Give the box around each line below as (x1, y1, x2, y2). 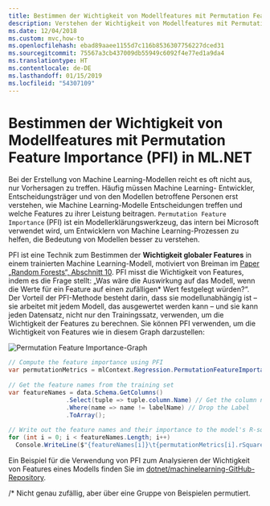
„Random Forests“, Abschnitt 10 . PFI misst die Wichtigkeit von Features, (8, 268, 244, 277)
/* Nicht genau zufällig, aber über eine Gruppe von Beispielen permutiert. (8, 488, 251, 498)
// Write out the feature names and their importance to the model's (8, 426, 247, 434)
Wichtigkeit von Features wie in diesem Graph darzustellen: (8, 327, 205, 337)
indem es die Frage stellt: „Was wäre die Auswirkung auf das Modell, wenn (8, 276, 256, 286)
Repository (8, 472, 44, 482)
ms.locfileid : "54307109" (8, 79, 95, 87)
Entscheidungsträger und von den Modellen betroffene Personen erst (8, 192, 239, 201)
